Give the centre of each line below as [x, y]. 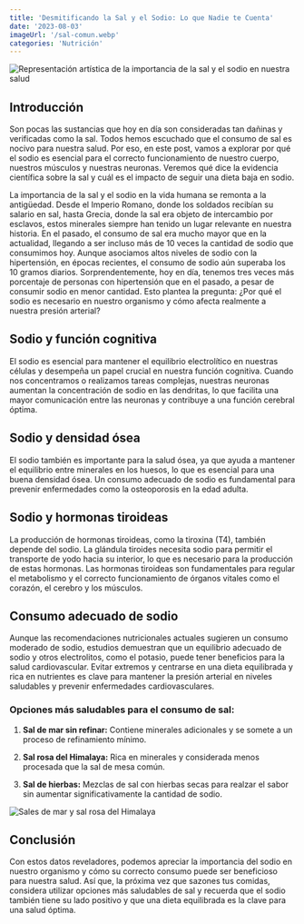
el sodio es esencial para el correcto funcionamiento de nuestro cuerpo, [144, 158]
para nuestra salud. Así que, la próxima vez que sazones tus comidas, [140, 881]
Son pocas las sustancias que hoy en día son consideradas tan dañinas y [146, 129]
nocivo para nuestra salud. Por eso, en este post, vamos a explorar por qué [150, 149]
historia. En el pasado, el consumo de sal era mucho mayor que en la [138, 233]
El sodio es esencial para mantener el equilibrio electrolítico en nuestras [144, 361]
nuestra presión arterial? [55, 311]
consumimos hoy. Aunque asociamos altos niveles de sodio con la [133, 253]
